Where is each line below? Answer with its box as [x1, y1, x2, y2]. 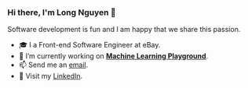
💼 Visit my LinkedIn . [18, 72, 83, 81]
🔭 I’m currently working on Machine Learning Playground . [18, 51, 209, 61]
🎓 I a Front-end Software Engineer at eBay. [18, 40, 161, 50]
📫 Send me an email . [18, 60, 89, 69]
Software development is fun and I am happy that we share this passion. [7, 25, 241, 34]
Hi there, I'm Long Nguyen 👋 [7, 7, 117, 18]
